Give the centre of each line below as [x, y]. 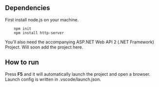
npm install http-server [39, 33]
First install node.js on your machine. [42, 19]
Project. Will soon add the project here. [44, 47]
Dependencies [27, 8]
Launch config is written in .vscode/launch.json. [53, 79]
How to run [22, 62]
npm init [23, 29]
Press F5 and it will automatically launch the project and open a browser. [78, 74]
